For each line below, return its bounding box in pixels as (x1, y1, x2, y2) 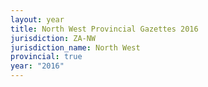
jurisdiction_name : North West (10, 42, 141, 53)
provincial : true (10, 52, 83, 62)
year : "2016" (10, 61, 65, 71)
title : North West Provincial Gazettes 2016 (10, 24, 199, 34)
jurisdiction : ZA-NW (10, 33, 97, 43)
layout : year (10, 14, 65, 25)
